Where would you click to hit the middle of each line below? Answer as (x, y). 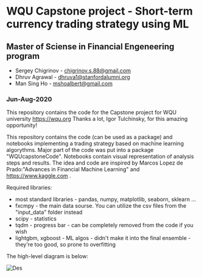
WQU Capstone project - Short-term (99, 11)
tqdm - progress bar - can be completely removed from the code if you (104, 225)
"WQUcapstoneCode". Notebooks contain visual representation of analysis (100, 157)
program (23, 56)
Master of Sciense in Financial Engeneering (90, 46)
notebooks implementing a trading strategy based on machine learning (95, 143)
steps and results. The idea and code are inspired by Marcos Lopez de (95, 163)
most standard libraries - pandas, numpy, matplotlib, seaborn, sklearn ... (106, 199)
